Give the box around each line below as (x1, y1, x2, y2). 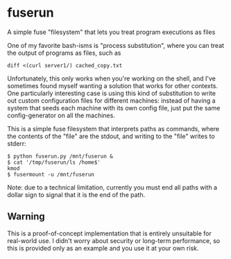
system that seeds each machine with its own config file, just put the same (7, 103, 221, 112)
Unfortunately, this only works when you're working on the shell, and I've (7, 74, 216, 83)
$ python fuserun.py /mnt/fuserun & (7, 153, 113, 160)
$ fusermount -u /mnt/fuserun (7, 171, 95, 178)
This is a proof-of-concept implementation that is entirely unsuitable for (7, 229, 212, 237)
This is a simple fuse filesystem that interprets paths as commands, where (7, 124, 220, 133)
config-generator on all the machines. (7, 111, 116, 119)
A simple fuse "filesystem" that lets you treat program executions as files (7, 28, 216, 36)
